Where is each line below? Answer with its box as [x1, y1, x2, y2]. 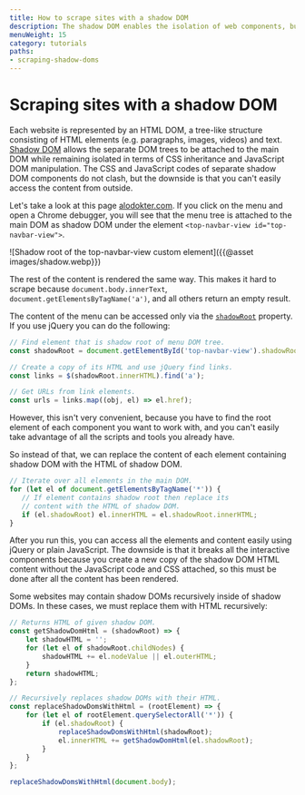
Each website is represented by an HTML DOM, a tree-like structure [9, 124, 263, 135]
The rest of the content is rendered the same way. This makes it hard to [9, 273, 277, 284]
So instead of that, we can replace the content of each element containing [9, 449, 287, 460]
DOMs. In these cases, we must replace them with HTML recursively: [9, 601, 268, 612]
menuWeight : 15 [9, 30, 67, 39]
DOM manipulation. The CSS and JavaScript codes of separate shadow [9, 162, 277, 173]
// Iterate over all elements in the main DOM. [9, 476, 193, 486]
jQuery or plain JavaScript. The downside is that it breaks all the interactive [9, 545, 290, 555]
